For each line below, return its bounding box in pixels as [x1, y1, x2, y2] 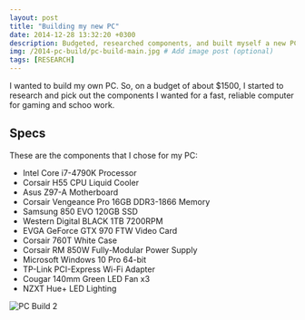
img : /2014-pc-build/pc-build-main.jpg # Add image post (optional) [9, 47, 274, 56]
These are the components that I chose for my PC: [9, 150, 198, 160]
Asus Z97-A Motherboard [22, 187, 119, 198]
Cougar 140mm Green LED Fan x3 [22, 273, 151, 284]
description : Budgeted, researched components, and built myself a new [9, 38, 286, 48]
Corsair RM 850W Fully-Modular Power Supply [22, 244, 198, 255]
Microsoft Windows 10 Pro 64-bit [22, 254, 147, 265]
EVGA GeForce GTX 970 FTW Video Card [22, 225, 178, 236]
